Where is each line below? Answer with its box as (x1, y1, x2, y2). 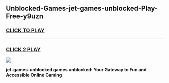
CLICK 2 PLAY (6, 46, 41, 53)
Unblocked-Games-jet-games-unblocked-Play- (6, 4, 158, 13)
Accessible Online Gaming (6, 72, 62, 78)
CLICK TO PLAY (6, 27, 45, 34)
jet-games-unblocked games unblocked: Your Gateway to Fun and (6, 66, 147, 72)
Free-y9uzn (6, 12, 44, 21)
